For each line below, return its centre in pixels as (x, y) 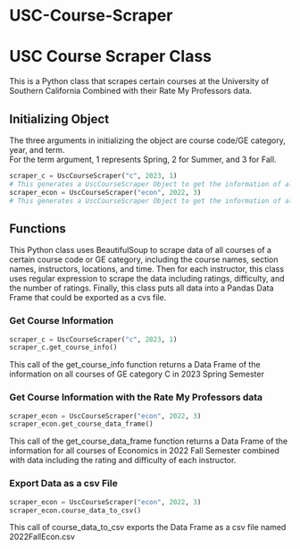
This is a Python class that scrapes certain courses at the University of (139, 81)
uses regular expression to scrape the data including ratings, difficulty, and (147, 279)
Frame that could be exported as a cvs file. (88, 298)
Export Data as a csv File (63, 484)
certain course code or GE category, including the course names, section (144, 259)
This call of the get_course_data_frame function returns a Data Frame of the (149, 441)
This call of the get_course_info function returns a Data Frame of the (135, 365)
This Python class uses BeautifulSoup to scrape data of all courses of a (141, 250)
